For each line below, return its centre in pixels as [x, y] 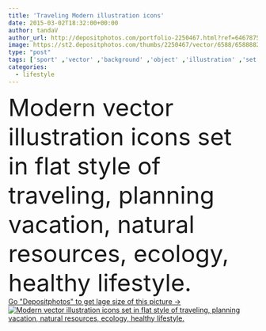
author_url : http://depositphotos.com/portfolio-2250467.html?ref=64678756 [136, 38]
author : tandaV [33, 30]
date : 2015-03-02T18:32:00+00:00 [63, 23]
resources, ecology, [119, 253]
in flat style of [84, 165]
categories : [28, 67]
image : [19, 45]
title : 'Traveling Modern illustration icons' [86, 15]
